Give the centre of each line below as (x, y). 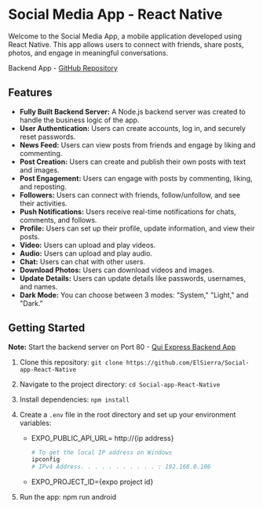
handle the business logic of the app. (79, 120)
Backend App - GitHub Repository (63, 67)
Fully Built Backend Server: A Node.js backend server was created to (132, 111)
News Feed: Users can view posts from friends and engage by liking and (137, 145)
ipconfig (46, 460)
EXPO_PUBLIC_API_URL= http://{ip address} (102, 438)
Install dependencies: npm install (74, 399)
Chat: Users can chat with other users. (82, 261)
